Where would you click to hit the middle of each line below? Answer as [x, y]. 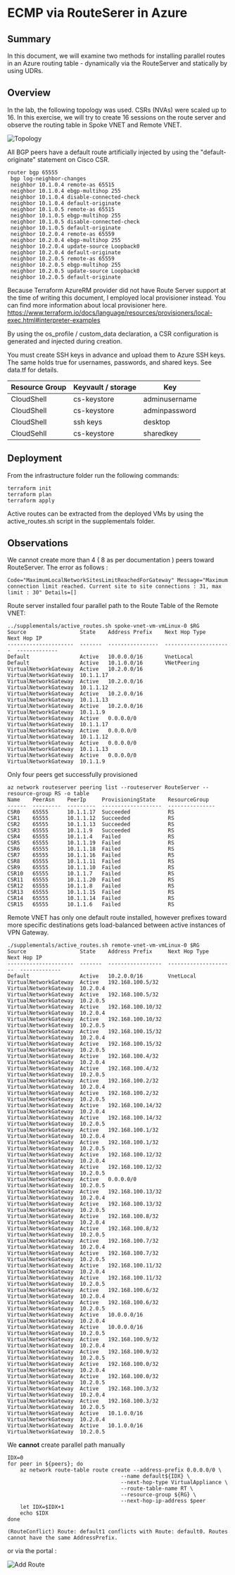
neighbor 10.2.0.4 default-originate [65, 252]
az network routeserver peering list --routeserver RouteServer [103, 787]
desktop [157, 422]
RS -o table [72, 794]
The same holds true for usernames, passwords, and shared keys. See [110, 362]
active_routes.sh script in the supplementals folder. [81, 521]
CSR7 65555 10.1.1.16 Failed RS [91, 855]
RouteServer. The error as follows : [58, 567]
